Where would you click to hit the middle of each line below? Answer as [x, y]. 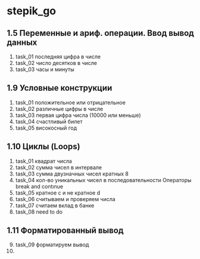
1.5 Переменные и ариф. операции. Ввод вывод [100, 33]
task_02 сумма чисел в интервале [59, 167]
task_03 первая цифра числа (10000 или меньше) [78, 115]
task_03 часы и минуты [45, 69]
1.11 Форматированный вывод [65, 231]
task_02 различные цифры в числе [59, 109]
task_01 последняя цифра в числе [58, 57]
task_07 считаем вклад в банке [55, 205]
